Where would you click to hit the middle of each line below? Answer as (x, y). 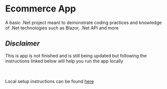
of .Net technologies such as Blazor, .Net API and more (62, 27)
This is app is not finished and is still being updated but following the (76, 55)
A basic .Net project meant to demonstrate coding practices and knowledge (83, 22)
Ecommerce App (41, 9)
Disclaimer (23, 44)
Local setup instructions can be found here (50, 81)
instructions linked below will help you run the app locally (64, 61)
